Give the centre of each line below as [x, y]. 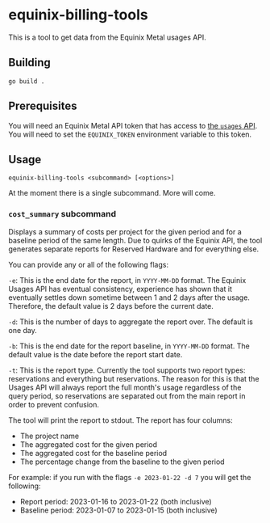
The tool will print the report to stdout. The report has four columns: [120, 420]
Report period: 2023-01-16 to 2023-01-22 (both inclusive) [116, 501]
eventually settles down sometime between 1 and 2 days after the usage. [129, 297]
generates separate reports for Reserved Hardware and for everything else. [134, 249]
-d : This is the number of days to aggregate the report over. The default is [131, 322]
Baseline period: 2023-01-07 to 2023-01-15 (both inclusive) [118, 510]
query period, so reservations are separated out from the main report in [127, 396]
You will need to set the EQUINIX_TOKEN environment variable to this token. [130, 134]
